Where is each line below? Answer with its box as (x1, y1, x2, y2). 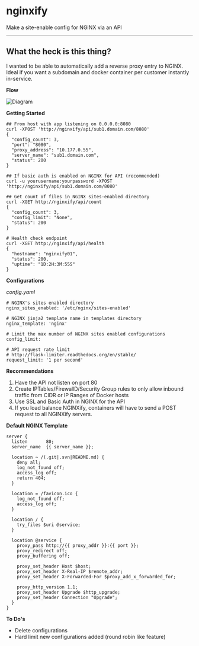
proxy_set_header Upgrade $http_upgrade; (17, 589, 120, 595)
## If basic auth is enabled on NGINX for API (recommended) (6, 173, 161, 179)
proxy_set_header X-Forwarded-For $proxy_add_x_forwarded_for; (17, 574, 176, 579)
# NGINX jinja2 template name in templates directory (6, 315, 142, 321)
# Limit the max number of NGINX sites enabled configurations (6, 331, 166, 337)
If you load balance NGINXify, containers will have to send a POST (14, 404, 176, 411)
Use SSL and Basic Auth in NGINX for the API (14, 398, 126, 405)
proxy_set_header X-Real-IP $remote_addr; (17, 568, 123, 574)
